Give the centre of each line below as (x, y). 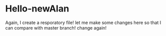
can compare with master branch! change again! (56, 27)
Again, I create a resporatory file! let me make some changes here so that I (83, 22)
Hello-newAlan (37, 9)
